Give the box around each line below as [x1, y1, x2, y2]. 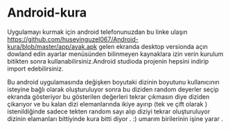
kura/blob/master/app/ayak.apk [7, 42, 98, 50]
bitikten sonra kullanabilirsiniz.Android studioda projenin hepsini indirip [7, 57, 209, 65]
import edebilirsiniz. [7, 64, 64, 73]
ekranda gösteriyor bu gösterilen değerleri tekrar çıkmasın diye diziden [7, 92, 210, 101]
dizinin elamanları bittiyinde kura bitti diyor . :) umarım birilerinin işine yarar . [7, 114, 224, 122]
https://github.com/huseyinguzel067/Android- [7, 35, 139, 43]
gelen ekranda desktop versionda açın [98, 42, 208, 50]
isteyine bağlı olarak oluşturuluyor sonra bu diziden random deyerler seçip [7, 85, 220, 93]
